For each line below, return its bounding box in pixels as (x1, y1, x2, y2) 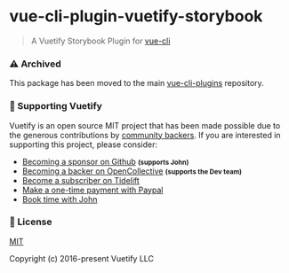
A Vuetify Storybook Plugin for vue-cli (30, 35, 171, 46)
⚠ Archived (9, 58, 61, 70)
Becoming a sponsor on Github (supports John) (21, 156, 189, 167)
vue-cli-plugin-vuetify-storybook (9, 6, 263, 27)
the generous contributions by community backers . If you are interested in (9, 129, 282, 140)
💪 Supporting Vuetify (9, 100, 102, 113)
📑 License (9, 215, 52, 228)
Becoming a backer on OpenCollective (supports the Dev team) (21, 166, 243, 176)
